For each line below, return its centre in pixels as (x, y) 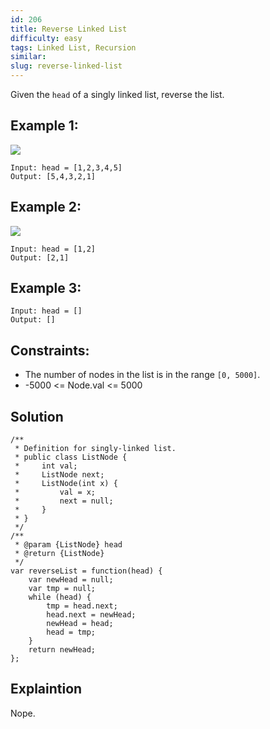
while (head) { (60, 597)
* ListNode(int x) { (66, 484)
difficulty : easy (46, 38)
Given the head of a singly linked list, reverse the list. (117, 94)
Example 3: (46, 288)
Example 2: (46, 207)
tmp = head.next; (82, 606)
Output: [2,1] (40, 257)
